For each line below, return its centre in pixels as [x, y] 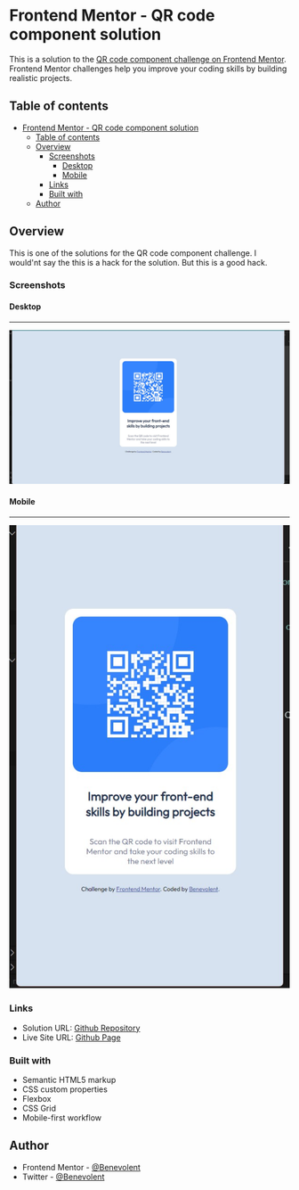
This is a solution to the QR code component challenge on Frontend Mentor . [148, 59]
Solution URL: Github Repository [81, 1028]
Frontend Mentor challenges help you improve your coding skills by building [148, 69]
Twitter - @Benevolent [63, 1177]
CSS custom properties [65, 1089]
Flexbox [36, 1098]
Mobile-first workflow [62, 1117]
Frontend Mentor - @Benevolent [81, 1167]
